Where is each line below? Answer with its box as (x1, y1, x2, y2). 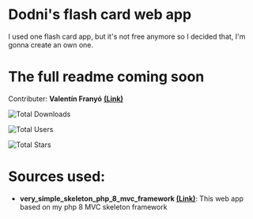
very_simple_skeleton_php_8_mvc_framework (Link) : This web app (19, 194, 244, 203)
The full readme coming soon (8, 68, 205, 86)
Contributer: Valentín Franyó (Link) (8, 93, 124, 104)
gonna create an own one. (8, 40, 93, 49)
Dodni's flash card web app (8, 6, 192, 24)
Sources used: (8, 168, 105, 186)
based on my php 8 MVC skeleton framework (19, 202, 168, 211)
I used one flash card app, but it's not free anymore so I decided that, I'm (8, 32, 246, 41)
